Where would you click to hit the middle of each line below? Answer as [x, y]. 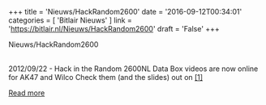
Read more [27, 93]
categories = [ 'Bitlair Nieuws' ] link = [70, 20]
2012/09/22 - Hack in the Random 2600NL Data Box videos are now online [133, 69]
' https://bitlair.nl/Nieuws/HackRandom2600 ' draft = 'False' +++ [114, 29]
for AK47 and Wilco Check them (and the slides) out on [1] [106, 77]
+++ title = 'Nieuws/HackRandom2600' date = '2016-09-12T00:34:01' [125, 12]
